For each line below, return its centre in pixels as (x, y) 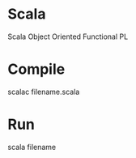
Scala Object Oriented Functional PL (68, 36)
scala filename (32, 147)
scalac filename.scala (44, 92)
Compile (36, 69)
